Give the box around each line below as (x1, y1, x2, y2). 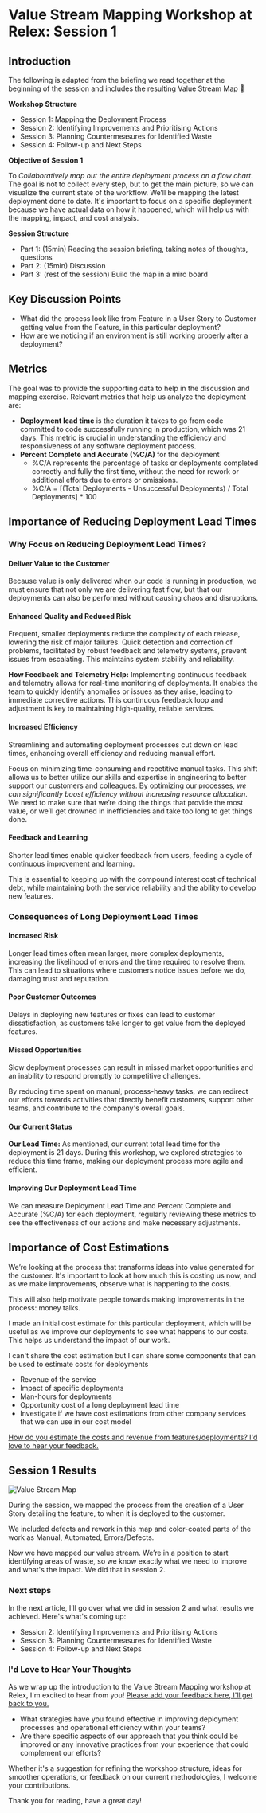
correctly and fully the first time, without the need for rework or (31, 466, 240, 476)
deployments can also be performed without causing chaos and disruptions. (8, 593, 259, 603)
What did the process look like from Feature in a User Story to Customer (19, 313, 257, 323)
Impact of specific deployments (19, 1383, 124, 1392)
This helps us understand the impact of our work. (8, 1335, 170, 1345)
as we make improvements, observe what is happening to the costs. (8, 1278, 232, 1288)
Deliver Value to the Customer (8, 558, 110, 568)
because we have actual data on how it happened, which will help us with (8, 205, 249, 214)
